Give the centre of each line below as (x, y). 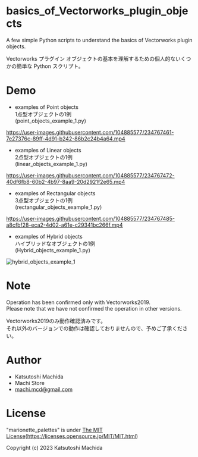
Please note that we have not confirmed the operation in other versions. (94, 308)
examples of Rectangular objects (55, 193)
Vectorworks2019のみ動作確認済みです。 (56, 321)
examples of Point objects (47, 107)
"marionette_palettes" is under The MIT (54, 430)
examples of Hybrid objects (49, 236)
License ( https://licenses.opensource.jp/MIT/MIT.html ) (72, 436)
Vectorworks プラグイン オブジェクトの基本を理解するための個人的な (91, 58)
